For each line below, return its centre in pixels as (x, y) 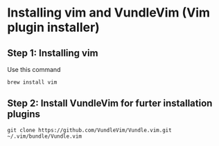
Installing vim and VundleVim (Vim (108, 13)
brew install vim (32, 82)
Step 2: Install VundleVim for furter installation (110, 103)
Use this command (34, 70)
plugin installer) (54, 27)
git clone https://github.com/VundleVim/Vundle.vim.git (89, 130)
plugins (24, 115)
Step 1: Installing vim (53, 53)
